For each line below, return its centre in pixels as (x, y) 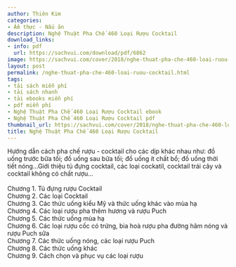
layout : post (26, 66)
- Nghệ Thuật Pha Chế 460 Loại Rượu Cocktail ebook (84, 112)
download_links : (31, 40)
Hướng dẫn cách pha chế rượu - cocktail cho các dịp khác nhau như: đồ (111, 151)
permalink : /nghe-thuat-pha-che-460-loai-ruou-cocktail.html (99, 72)
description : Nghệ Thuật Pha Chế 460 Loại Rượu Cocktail (92, 33)
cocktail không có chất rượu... (50, 174)
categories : (25, 20)
